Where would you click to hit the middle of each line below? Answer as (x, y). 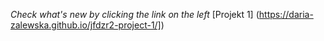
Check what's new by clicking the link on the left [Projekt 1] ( (135, 14)
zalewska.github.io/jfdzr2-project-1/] (86, 25)
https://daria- (286, 14)
